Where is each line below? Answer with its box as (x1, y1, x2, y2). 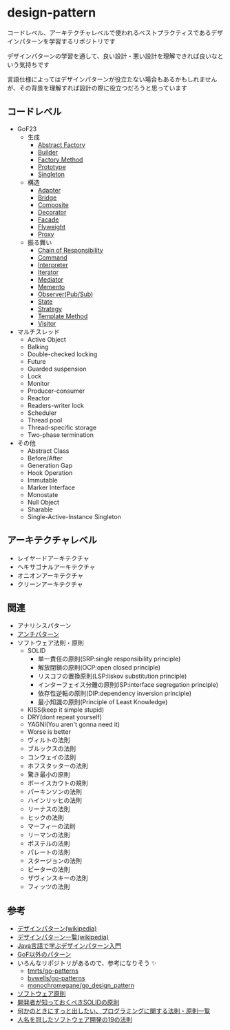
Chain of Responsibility (37, 246, 103, 254)
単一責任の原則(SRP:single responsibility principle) (37, 654, 181, 663)
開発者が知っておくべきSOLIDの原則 (17, 998, 120, 1007)
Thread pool (27, 416, 63, 424)
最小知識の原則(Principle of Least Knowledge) (37, 698, 168, 706)
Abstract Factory (37, 140, 86, 149)
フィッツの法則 (27, 882, 70, 891)
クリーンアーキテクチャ (17, 580, 84, 588)
